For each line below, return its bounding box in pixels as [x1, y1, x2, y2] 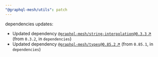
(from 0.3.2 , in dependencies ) [12, 36, 72, 42]
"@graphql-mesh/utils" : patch [5, 7, 68, 12]
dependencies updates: [5, 21, 53, 27]
